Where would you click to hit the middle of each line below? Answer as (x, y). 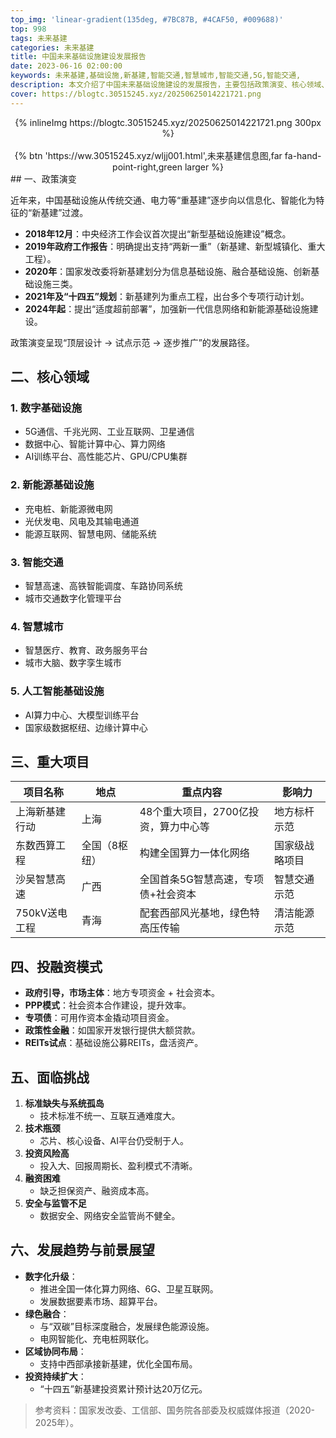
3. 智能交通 (37, 562)
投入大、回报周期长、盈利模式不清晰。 (118, 1165)
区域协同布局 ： (55, 1351)
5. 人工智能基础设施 (57, 691)
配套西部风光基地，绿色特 (199, 913)
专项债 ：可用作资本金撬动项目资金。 (99, 1018)
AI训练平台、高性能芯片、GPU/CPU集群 (106, 457)
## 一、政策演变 (43, 178)
